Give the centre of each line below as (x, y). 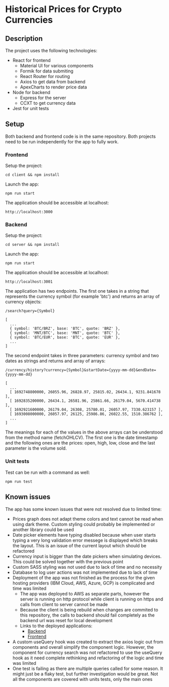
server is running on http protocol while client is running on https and (92, 599)
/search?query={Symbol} (30, 311)
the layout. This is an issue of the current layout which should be (79, 545)
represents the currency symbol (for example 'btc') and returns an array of (82, 296)
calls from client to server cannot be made (64, 604)
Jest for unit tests (31, 108)
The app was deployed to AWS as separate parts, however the (85, 593)
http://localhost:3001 (29, 282)
